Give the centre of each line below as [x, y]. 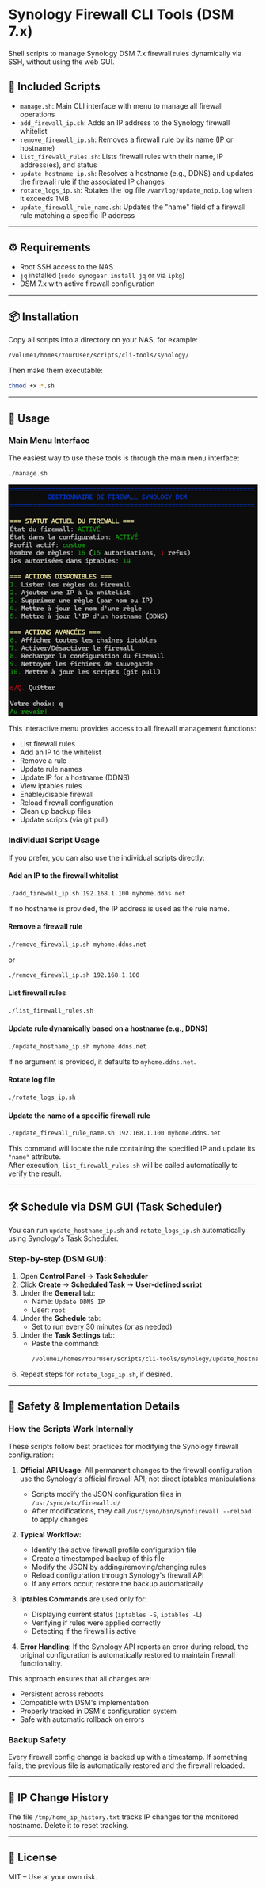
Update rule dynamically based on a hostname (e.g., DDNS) [108, 1028]
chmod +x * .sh [32, 386]
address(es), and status [58, 165]
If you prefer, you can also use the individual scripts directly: [106, 857]
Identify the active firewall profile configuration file [114, 1550]
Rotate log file [32, 1080]
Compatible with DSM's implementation [84, 1702]
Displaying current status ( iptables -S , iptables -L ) [117, 1614]
